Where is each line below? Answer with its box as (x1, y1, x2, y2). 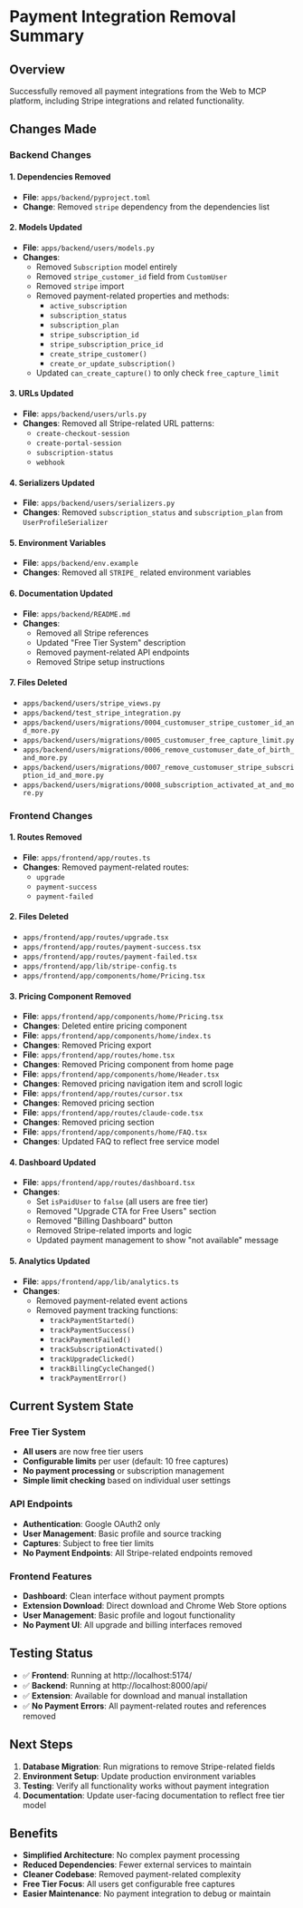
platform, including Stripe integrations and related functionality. (9, 95, 245, 106)
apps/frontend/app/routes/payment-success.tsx (22, 943, 202, 952)
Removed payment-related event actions (35, 1295, 188, 1306)
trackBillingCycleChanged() (49, 1364, 156, 1373)
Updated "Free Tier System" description (35, 637, 186, 647)
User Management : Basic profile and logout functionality (22, 1610, 236, 1621)
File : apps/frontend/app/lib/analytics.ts (22, 1276, 179, 1287)
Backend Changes (9, 149, 92, 161)
